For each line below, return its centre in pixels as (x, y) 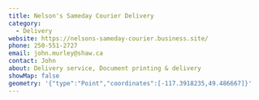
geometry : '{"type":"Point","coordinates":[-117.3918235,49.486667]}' (130, 83)
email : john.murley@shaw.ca (56, 53)
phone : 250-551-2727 (43, 46)
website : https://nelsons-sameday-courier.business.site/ (108, 38)
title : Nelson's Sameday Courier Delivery (81, 16)
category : (25, 23)
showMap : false (34, 76)
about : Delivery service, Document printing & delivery (105, 69)
